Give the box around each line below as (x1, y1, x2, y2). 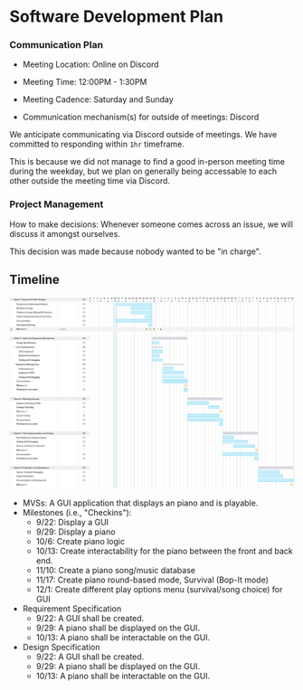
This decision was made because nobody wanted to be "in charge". (9, 246, 261, 257)
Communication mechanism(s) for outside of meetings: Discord (22, 111, 260, 123)
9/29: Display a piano (35, 526, 116, 537)
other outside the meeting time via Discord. (9, 175, 170, 186)
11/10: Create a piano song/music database (35, 564, 196, 575)
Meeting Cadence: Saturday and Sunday (22, 94, 174, 105)
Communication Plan (9, 39, 104, 52)
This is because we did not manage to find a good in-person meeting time (9, 156, 285, 167)
